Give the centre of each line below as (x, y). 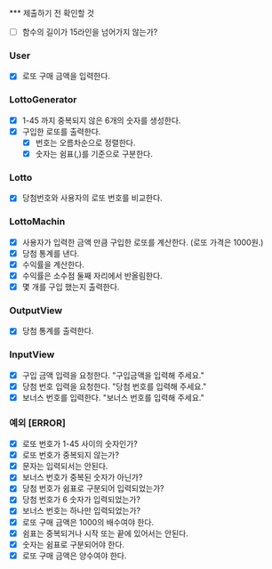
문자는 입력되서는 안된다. (65, 467)
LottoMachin (37, 222)
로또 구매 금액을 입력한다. (66, 76)
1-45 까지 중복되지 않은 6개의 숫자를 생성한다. (101, 120)
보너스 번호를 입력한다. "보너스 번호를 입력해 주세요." (113, 397)
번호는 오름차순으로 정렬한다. (85, 142)
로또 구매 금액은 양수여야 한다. (74, 556)
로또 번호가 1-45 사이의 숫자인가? (80, 444)
